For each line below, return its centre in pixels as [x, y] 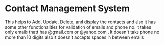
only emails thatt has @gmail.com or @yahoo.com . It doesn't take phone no [82, 32]
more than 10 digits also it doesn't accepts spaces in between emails [75, 37]
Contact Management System [68, 8]
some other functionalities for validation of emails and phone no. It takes [78, 27]
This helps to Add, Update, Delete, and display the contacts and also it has [81, 22]
